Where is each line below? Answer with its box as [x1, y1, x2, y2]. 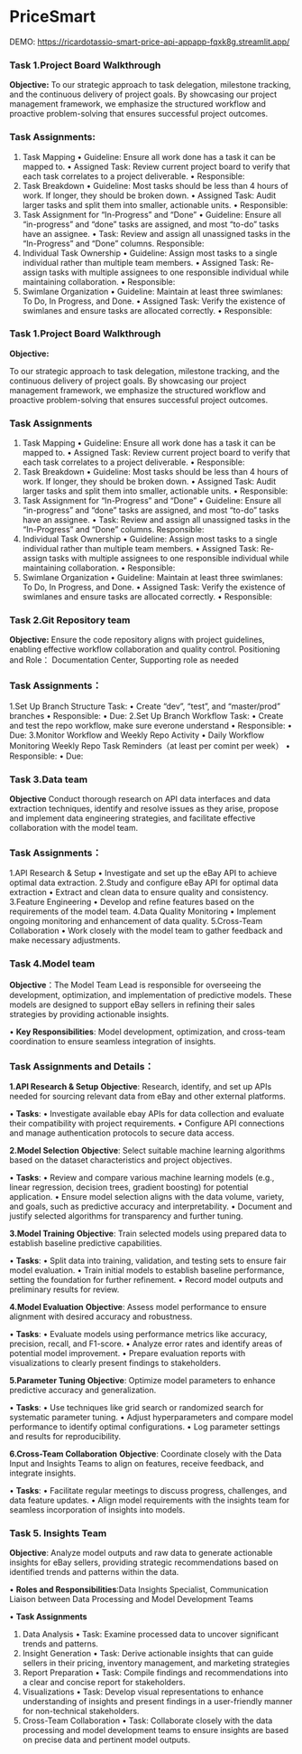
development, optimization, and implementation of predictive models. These [9, 989, 292, 1000]
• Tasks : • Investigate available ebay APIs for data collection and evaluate [9, 1108, 285, 1118]
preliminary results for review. [9, 1284, 120, 1295]
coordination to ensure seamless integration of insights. [9, 1035, 216, 1046]
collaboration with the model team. [9, 823, 138, 834]
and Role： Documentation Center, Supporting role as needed [9, 655, 239, 665]
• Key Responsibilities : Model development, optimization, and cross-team [9, 1026, 286, 1037]
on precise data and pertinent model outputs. [22, 1734, 191, 1746]
